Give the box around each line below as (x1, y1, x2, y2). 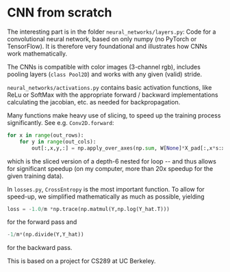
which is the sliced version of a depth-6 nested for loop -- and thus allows (7, 157, 217, 166)
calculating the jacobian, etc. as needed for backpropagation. (7, 98, 181, 106)
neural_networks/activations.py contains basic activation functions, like (7, 83, 212, 91)
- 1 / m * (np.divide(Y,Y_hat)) (7, 231, 84, 238)
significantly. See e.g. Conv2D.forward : (7, 118, 114, 126)
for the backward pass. (7, 244, 73, 252)
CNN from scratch (7, 5, 112, 21)
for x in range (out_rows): (7, 132, 84, 139)
